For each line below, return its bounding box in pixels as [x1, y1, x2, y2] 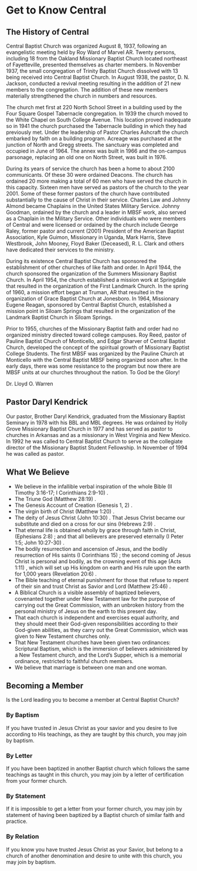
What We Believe [6, 468, 70, 477]
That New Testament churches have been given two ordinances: [14, 638, 171, 646]
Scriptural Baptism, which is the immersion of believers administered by [14, 645, 188, 652]
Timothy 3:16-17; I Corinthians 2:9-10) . [14, 489, 108, 496]
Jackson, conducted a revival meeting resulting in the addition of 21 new [6, 80, 181, 87]
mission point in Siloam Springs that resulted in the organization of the [6, 308, 176, 314]
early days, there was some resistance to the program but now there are [6, 362, 181, 369]
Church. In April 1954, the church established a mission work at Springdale [6, 277, 186, 283]
